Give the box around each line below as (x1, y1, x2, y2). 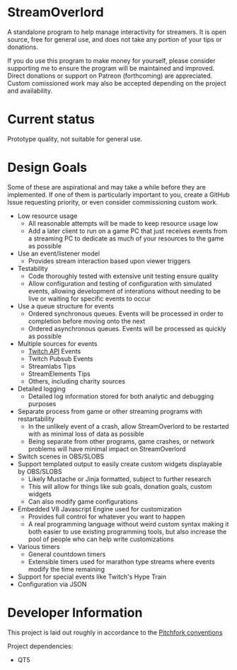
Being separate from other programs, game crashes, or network (28, 437, 215, 446)
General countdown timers (28, 550, 106, 558)
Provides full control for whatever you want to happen (28, 512, 185, 521)
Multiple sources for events (17, 339, 98, 347)
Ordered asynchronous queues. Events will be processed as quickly (28, 324, 226, 333)
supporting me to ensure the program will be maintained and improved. (7, 64, 214, 72)
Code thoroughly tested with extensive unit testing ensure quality (28, 272, 219, 280)
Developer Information (7, 605, 143, 620)
